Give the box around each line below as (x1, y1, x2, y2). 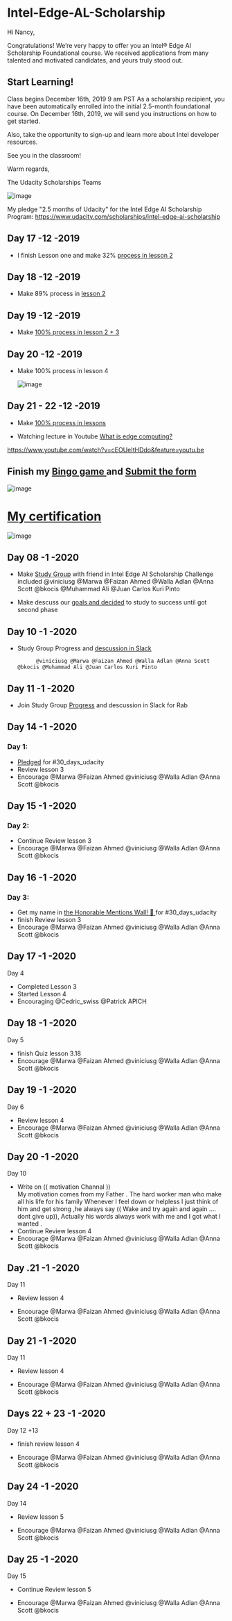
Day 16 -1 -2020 (7, 871, 78, 883)
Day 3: (7, 892, 30, 902)
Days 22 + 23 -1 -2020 (7, 1408, 106, 1420)
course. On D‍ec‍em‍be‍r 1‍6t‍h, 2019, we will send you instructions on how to (7, 109, 217, 117)
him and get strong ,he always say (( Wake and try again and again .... (17, 1205, 217, 1213)
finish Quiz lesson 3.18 (17, 1049, 82, 1058)
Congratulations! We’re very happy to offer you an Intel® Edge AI (7, 41, 192, 49)
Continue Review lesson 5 (17, 1586, 91, 1594)
